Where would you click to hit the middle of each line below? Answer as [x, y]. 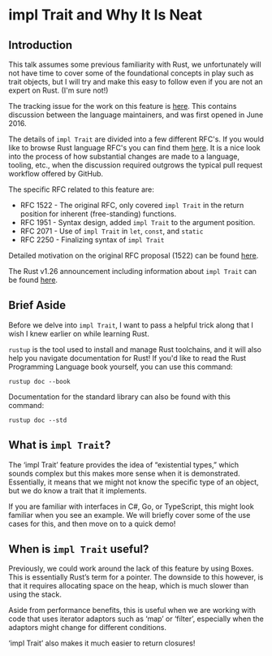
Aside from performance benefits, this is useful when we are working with [132, 610]
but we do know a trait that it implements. [78, 490]
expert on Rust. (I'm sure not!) [58, 90]
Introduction [41, 45]
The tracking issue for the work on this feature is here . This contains [123, 106]
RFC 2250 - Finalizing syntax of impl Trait [92, 240]
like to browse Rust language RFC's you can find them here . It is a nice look [135, 148]
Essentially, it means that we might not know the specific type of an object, [134, 482]
